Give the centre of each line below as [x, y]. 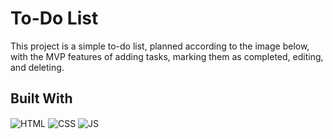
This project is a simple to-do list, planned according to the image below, [160, 46]
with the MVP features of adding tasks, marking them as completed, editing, [167, 56]
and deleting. [37, 67]
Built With [41, 98]
